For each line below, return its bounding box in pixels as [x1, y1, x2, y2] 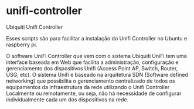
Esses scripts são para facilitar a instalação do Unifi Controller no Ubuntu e [6, 35, 188, 42]
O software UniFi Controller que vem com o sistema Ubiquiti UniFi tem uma [6, 52, 188, 59]
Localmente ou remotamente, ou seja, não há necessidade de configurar [6, 90, 182, 97]
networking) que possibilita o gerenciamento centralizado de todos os [6, 77, 175, 84]
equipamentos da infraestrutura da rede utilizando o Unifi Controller [6, 83, 170, 90]
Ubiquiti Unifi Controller [6, 23, 63, 30]
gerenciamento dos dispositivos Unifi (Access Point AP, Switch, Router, [6, 64, 178, 71]
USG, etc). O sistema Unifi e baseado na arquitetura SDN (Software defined [6, 71, 189, 78]
